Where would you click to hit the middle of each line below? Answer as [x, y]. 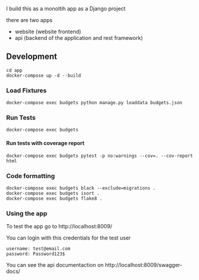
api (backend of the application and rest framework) [79, 38]
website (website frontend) [48, 32]
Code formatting [31, 176]
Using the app [27, 213]
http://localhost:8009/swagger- [144, 265]
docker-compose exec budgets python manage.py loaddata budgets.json [94, 103]
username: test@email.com [38, 249]
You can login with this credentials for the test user [69, 238]
